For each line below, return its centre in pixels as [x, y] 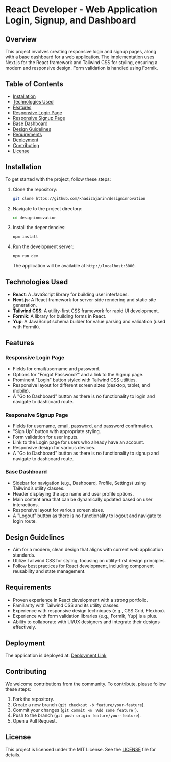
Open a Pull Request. [35, 721]
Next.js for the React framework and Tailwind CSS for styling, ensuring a [81, 62]
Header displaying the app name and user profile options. [73, 494]
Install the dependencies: [39, 228]
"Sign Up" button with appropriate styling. [57, 431]
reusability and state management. [49, 571]
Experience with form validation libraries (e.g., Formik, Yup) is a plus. [85, 616]
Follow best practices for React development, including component [83, 566]
